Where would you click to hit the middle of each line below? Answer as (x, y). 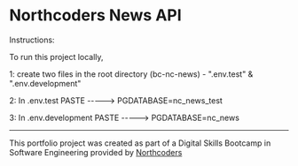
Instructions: (32, 40)
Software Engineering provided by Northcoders (96, 152)
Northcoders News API (95, 15)
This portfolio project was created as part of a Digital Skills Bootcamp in (140, 143)
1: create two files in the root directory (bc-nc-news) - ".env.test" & (131, 74)
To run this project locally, (56, 57)
